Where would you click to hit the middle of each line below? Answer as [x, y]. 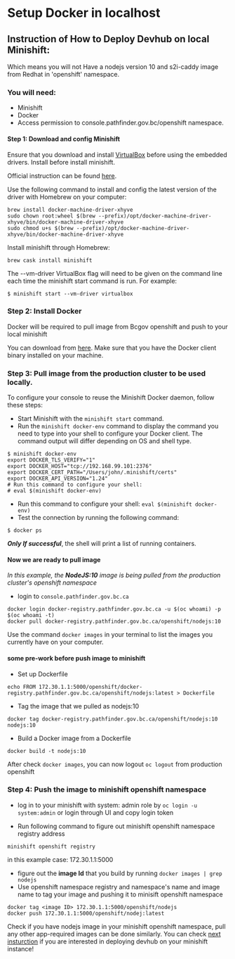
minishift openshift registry [52, 846]
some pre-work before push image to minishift [76, 658]
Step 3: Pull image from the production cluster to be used [106, 373]
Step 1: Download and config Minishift [64, 139]
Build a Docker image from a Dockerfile [74, 738]
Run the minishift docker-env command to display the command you [118, 426]
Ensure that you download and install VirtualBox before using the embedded [117, 154]
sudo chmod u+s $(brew [40, 228]
